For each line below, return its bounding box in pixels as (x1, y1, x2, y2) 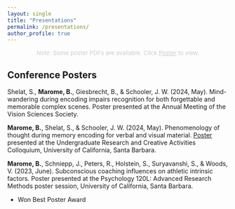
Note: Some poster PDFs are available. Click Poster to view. (36, 49, 200, 57)
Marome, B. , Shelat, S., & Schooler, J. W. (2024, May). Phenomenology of (7, 123, 220, 132)
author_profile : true (7, 29, 71, 37)
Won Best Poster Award (17, 196, 86, 204)
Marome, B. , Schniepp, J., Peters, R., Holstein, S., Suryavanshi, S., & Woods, (7, 159, 228, 168)
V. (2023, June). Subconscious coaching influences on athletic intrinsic (7, 167, 213, 175)
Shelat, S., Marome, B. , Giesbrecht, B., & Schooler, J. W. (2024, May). (7, 88, 208, 96)
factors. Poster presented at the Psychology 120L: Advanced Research (7, 175, 212, 183)
